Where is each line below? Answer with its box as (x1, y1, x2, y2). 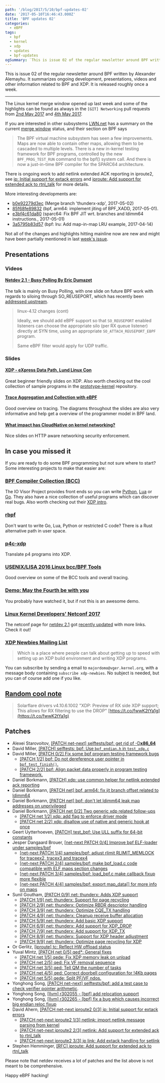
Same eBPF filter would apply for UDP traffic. (17, 342, 109, 349)
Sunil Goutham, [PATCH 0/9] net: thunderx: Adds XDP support (12, 891, 138, 897)
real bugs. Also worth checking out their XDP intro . (5, 499, 108, 505)
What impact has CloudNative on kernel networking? (5, 422, 115, 428)
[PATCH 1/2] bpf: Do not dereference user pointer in (19, 756, 125, 762)
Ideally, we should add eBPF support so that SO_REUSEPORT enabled (17, 317, 152, 323)
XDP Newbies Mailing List (5, 639, 68, 646)
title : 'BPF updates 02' (5, 16, 56, 21)
